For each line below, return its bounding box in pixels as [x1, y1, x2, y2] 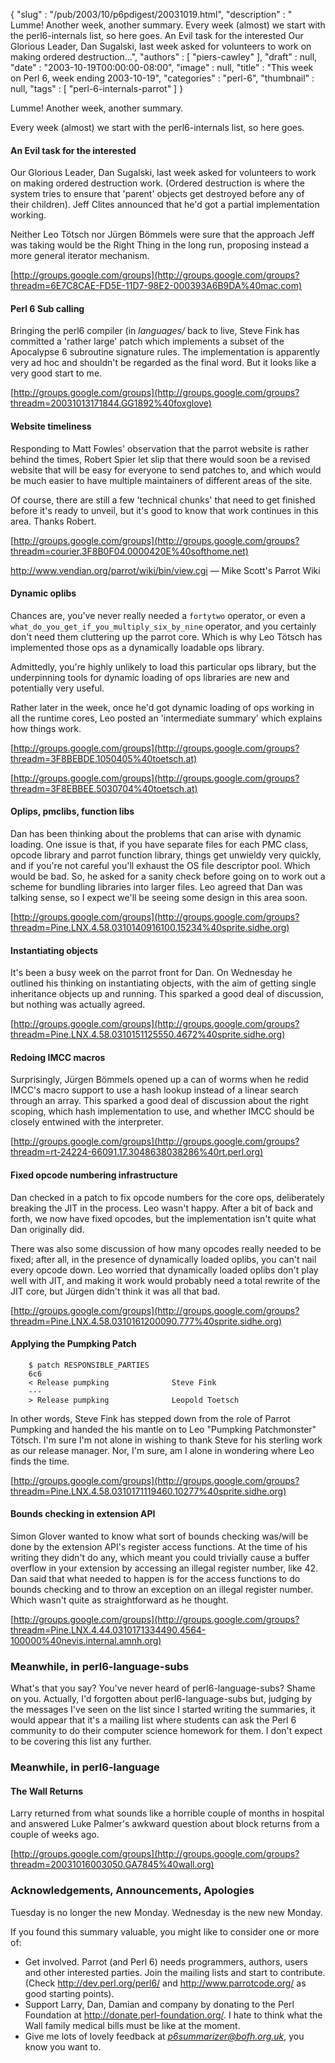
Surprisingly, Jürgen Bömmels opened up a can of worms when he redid [10, 1074, 309, 1086]
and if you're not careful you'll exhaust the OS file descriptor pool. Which [10, 860, 311, 872]
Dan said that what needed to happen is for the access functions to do [10, 1573, 301, 1585]
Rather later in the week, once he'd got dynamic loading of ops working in [10, 701, 315, 713]
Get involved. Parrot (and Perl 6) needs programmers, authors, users [24, 1955, 308, 1968]
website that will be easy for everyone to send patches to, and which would [10, 464, 322, 476]
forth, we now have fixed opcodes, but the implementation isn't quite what [10, 1212, 317, 1224]
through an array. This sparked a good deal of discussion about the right [10, 1095, 309, 1107]
